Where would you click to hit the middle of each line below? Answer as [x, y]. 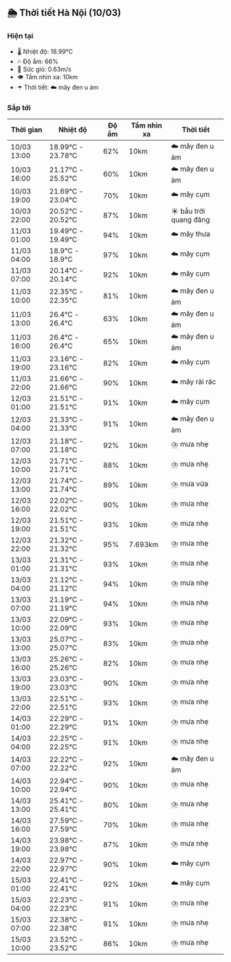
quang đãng [190, 219]
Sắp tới [19, 108]
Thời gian [26, 130]
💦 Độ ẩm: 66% [37, 61]
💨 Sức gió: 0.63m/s [44, 69]
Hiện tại [20, 36]
